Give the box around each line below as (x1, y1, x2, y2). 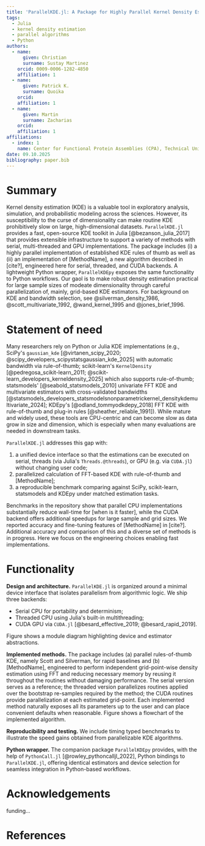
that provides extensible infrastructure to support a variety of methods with (6, 236, 196, 244)
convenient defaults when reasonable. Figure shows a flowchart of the (6, 709, 184, 717)
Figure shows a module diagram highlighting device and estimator (6, 632, 172, 640)
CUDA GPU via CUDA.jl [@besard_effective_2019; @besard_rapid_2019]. (15, 621, 197, 628)
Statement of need (6, 323, 103, 337)
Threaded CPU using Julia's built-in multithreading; (15, 614, 145, 621)
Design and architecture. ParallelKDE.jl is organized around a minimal (6, 583, 187, 590)
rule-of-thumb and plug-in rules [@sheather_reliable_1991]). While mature (6, 408, 191, 415)
